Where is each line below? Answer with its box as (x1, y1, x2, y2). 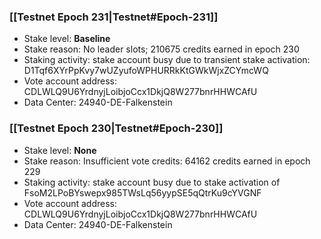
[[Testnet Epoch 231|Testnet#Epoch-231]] (9, 10, 219, 24)
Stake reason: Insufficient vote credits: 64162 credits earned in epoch (23, 155, 311, 167)
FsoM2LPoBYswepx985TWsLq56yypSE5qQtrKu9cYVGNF (23, 186, 262, 199)
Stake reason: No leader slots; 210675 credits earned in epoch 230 (23, 43, 300, 55)
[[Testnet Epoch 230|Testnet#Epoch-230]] (9, 121, 224, 135)
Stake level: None (23, 144, 97, 156)
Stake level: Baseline (23, 33, 111, 45)
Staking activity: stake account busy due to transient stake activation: (23, 54, 311, 66)
